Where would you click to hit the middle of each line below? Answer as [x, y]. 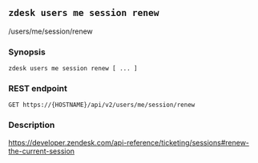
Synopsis [27, 52]
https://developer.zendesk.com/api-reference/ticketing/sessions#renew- [129, 142]
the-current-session [41, 151]
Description [32, 125]
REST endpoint [38, 89]
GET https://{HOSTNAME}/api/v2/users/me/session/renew [102, 105]
